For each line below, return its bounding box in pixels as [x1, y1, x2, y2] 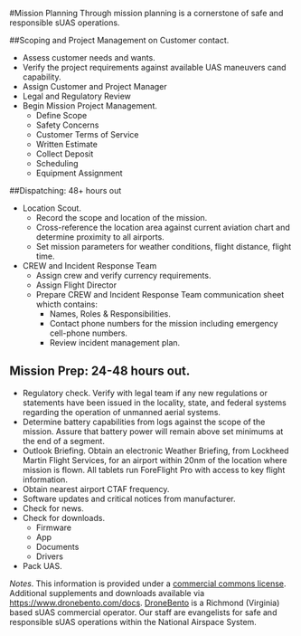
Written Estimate [35, 139, 98, 149]
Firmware [35, 522, 72, 533]
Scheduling [35, 158, 79, 168]
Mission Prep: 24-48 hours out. [9, 364, 191, 379]
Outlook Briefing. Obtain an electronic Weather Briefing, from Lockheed [22, 445, 289, 456]
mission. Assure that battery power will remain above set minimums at [22, 425, 284, 437]
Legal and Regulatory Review [22, 90, 131, 101]
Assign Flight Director [35, 280, 118, 290]
